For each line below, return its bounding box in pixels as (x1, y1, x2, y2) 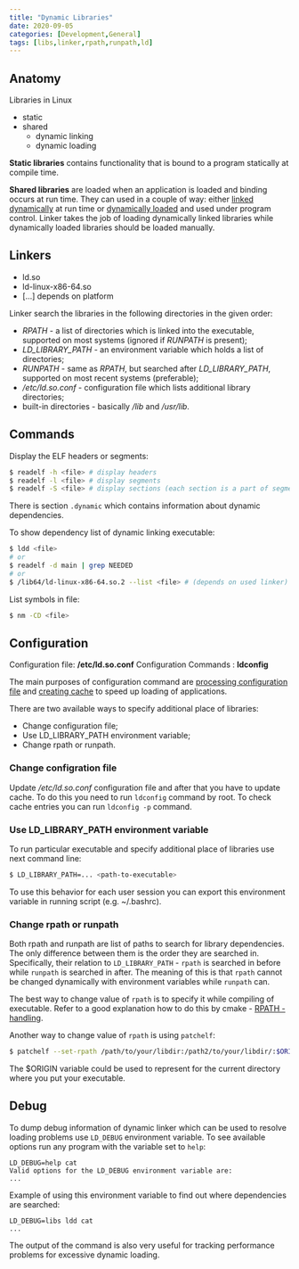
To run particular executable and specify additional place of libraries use (9, 844, 275, 854)
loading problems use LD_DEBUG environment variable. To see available (9, 1132, 266, 1142)
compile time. (9, 167, 60, 178)
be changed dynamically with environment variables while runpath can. (9, 976, 271, 987)
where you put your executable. (9, 1073, 126, 1084)
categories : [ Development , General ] (9, 29, 141, 38)
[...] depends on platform (21, 291, 114, 301)
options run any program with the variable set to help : (9, 1141, 206, 1151)
